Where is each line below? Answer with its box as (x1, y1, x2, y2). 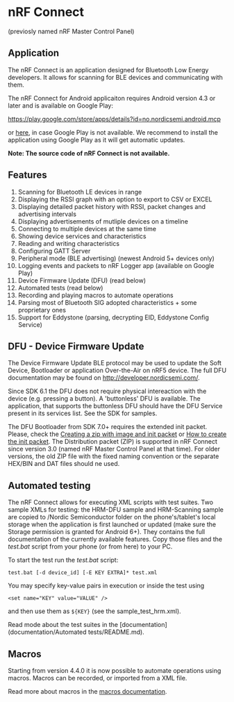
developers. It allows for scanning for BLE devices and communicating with (8, 73, 223, 81)
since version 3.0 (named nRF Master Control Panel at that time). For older (8, 445, 221, 453)
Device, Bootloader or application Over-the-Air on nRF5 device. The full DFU (8, 366, 227, 375)
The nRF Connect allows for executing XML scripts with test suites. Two (8, 498, 214, 507)
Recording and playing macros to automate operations (17, 291, 174, 299)
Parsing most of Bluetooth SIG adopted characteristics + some (17, 298, 197, 306)
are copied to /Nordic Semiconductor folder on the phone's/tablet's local (8, 513, 216, 521)
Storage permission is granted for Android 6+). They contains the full (8, 528, 206, 536)
